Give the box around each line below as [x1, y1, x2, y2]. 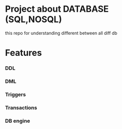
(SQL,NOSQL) [5, 14, 62, 25]
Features [5, 48, 42, 58]
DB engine [5, 117, 30, 124]
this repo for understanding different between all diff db [5, 30, 118, 36]
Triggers [5, 91, 26, 98]
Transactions [5, 104, 38, 111]
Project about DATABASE [5, 3, 109, 15]
